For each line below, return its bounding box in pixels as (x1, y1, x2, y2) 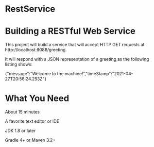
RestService (5, 3, 56, 15)
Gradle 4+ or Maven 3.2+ (5, 137, 56, 143)
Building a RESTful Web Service (5, 26, 136, 37)
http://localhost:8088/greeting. (5, 47, 67, 53)
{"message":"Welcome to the (5, 71, 64, 77)
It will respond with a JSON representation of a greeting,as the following (5, 56, 149, 62)
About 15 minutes (5, 109, 40, 115)
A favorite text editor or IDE (5, 118, 60, 124)
